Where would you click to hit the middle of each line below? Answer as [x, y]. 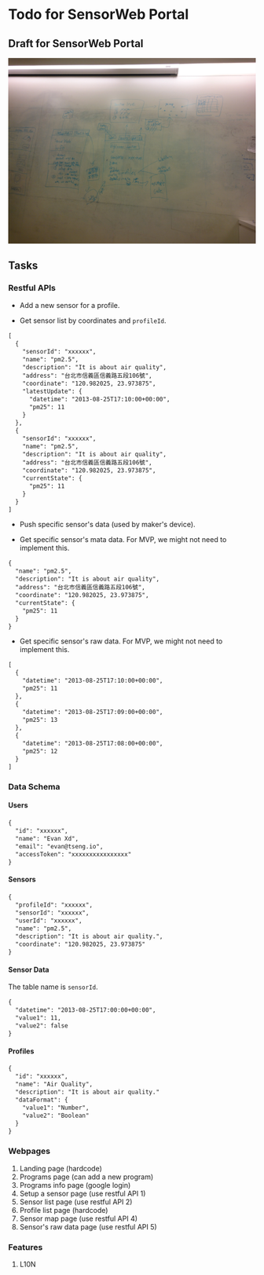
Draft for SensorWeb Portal [76, 44]
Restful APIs [32, 288]
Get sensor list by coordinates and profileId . [93, 321]
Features [26, 1247]
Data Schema [34, 786]
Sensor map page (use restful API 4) [79, 1218]
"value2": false [42, 1026]
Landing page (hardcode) [60, 1168]
